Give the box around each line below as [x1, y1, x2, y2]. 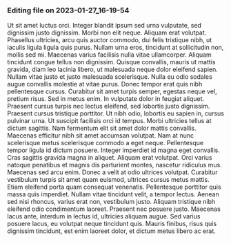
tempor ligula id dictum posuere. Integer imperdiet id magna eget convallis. [7, 146, 221, 154]
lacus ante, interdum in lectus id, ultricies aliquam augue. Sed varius [7, 212, 201, 221]
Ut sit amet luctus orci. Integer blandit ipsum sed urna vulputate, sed [7, 21, 202, 30]
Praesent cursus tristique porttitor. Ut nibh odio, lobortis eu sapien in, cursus [7, 109, 224, 118]
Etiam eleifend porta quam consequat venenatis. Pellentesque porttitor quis [7, 183, 222, 192]
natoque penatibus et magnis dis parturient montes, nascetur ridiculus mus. [7, 161, 222, 169]
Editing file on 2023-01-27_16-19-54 [7, 6, 130, 15]
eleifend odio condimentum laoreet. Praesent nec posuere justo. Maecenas [7, 205, 221, 213]
